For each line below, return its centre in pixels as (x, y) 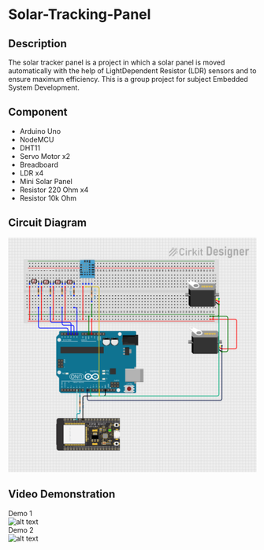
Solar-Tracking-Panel (80, 15)
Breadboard (39, 164)
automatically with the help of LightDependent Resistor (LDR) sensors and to (132, 71)
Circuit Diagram (47, 223)
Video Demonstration (62, 495)
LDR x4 (32, 173)
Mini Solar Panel (46, 181)
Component (38, 112)
